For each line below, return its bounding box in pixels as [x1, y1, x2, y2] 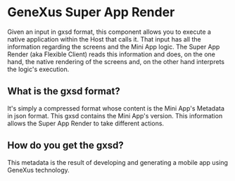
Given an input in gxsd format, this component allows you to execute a [7, 27, 211, 36]
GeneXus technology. [7, 166, 70, 174]
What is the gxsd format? [7, 85, 121, 97]
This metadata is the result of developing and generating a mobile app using [7, 158, 229, 166]
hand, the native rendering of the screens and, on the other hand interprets [7, 57, 225, 65]
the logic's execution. [7, 65, 70, 73]
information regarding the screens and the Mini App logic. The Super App [7, 42, 220, 51]
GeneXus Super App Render [7, 4, 175, 20]
